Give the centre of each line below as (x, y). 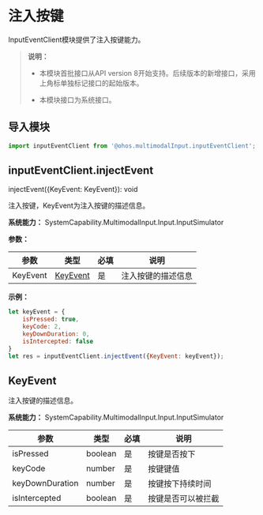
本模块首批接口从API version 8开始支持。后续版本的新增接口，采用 (147, 73)
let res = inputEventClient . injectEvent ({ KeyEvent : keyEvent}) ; (116, 356)
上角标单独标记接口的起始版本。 (91, 83)
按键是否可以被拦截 (183, 498)
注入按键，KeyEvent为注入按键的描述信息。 (79, 205)
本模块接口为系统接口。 (77, 100)
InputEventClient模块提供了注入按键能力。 (77, 39)
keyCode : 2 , (42, 327)
